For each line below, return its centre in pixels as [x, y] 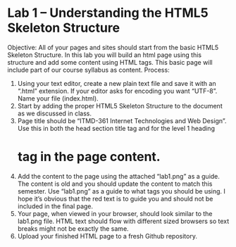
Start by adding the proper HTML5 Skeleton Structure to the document [120, 106]
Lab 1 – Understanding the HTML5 [108, 13]
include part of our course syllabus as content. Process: [89, 70]
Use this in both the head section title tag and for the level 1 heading [116, 128]
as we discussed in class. [55, 113]
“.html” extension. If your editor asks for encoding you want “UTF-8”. [117, 91]
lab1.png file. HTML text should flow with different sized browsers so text [123, 221]
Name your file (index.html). [58, 98]
